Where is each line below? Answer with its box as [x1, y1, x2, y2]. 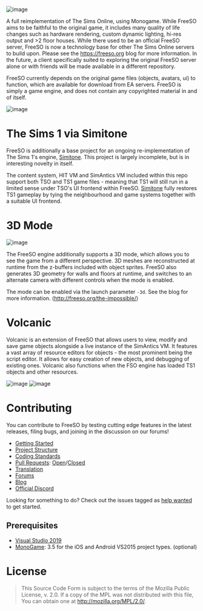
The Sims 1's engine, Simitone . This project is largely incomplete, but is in [6, 153, 190, 160]
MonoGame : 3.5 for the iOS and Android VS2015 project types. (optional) [15, 543, 198, 550]
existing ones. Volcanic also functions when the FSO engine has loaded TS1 [6, 361, 196, 369]
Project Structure [15, 446, 58, 453]
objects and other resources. [6, 368, 79, 375]
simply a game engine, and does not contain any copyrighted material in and [6, 87, 198, 94]
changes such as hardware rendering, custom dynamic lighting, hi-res [6, 30, 182, 38]
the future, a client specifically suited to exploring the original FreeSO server [6, 56, 197, 63]
